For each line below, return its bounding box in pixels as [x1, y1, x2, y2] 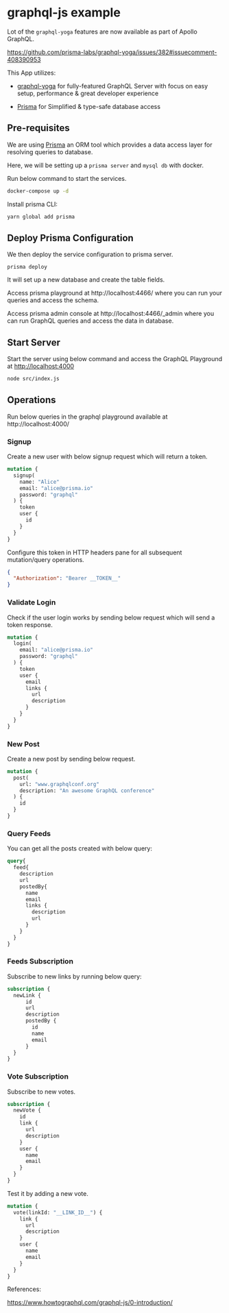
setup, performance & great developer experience [16, 89, 159, 97]
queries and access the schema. [7, 296, 99, 304]
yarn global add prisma [7, 213, 75, 220]
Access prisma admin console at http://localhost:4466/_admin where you [7, 310, 215, 318]
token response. [7, 620, 53, 628]
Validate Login [7, 598, 56, 607]
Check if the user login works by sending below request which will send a [7, 613, 215, 622]
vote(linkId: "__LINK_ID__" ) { [13, 1209, 103, 1216]
